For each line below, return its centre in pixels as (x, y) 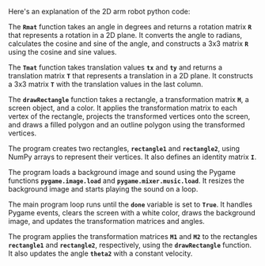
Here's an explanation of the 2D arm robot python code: (99, 11)
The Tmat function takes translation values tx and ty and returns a (115, 67)
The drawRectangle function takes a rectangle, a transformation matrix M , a (129, 99)
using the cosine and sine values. (62, 52)
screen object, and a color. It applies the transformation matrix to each (123, 108)
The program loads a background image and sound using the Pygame (122, 172)
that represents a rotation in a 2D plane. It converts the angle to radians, (125, 35)
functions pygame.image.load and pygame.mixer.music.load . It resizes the (127, 180)
